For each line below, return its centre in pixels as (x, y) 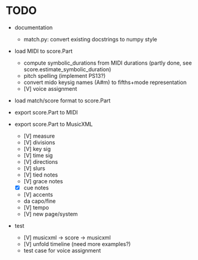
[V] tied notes (41, 175)
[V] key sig (37, 149)
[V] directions (41, 161)
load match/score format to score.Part (62, 100)
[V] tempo (36, 207)
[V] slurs (34, 168)
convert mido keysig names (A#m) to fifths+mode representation (105, 82)
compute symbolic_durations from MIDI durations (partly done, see (108, 63)
